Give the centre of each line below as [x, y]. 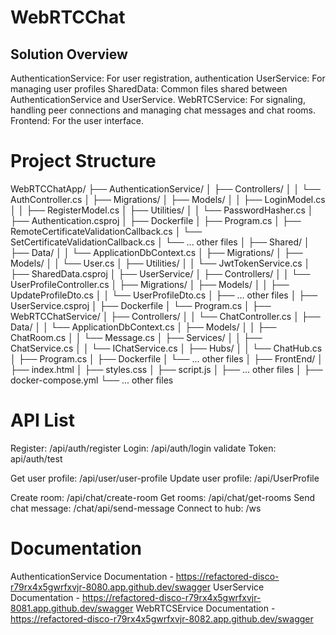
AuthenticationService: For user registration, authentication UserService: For [168, 78]
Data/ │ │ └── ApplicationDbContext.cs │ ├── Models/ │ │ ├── [143, 327]
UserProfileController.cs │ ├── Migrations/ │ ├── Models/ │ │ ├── [150, 284]
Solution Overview [69, 54]
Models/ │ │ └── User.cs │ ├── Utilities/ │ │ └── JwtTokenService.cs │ [160, 263]
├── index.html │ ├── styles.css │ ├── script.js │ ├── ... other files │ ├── [166, 369]
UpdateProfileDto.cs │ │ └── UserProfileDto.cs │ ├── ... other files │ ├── [164, 295]
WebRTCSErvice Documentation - [205, 608]
